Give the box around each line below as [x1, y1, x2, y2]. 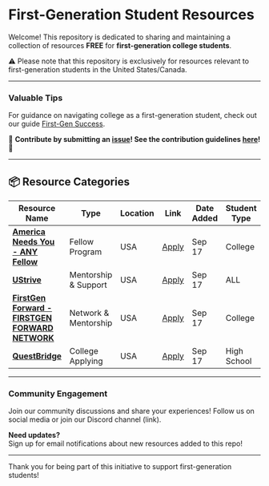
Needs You [12, 237, 55, 248]
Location [119, 208, 155, 219]
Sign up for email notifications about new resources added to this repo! [8, 439, 243, 448]
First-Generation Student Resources [8, 6, 255, 24]
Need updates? [8, 431, 60, 440]
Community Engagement [8, 387, 108, 399]
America [12, 226, 46, 237]
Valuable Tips [8, 92, 63, 103]
